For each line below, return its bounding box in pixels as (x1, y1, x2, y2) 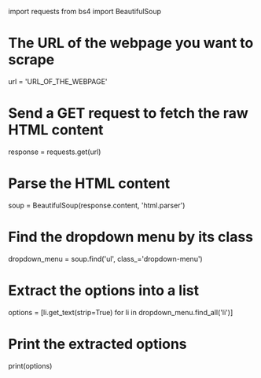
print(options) (8, 361, 53, 370)
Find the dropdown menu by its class (8, 228, 254, 246)
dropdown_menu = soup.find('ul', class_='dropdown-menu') (8, 254, 203, 263)
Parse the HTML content (8, 174, 171, 193)
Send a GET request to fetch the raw (8, 105, 249, 123)
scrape (8, 51, 55, 69)
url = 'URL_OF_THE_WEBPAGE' (8, 76, 108, 86)
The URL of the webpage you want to (8, 35, 254, 52)
